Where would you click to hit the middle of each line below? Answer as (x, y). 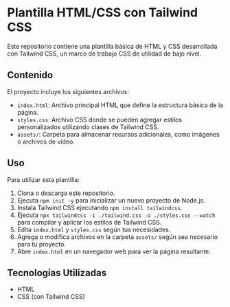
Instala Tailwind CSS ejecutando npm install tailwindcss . (100, 207)
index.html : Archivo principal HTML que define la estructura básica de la (120, 105)
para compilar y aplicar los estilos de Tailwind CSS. (89, 222)
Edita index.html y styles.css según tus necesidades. (94, 229)
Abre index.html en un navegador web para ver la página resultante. (114, 251)
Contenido (30, 75)
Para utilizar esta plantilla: (44, 179)
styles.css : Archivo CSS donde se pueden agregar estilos (100, 120)
